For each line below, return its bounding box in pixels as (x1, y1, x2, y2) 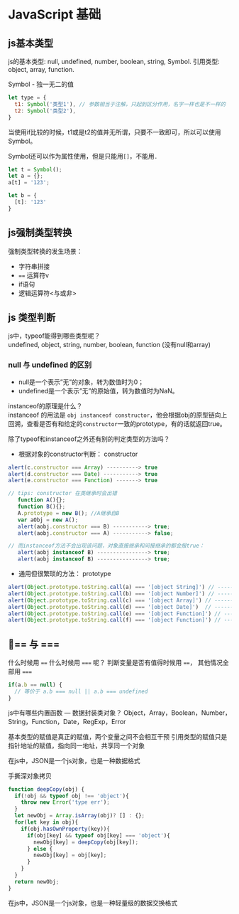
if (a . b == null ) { (8, 681, 62, 689)
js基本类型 (8, 37, 54, 49)
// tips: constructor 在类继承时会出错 (8, 490, 118, 497)
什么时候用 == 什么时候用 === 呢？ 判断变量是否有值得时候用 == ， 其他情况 (8, 659, 223, 667)
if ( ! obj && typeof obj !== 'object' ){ (14, 792, 130, 799)
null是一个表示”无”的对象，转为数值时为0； (18, 378, 145, 386)
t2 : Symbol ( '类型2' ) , (14, 107, 77, 115)
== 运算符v (18, 271, 49, 280)
